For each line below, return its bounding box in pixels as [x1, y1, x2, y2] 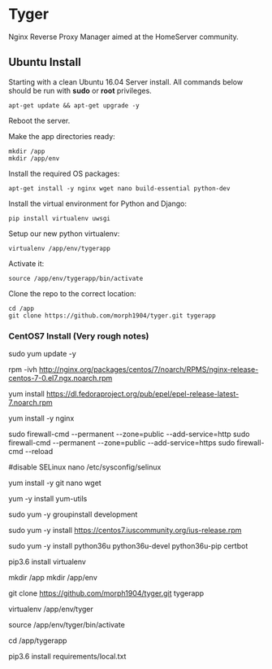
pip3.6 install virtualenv [8, 557, 87, 566]
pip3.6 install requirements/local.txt [8, 652, 127, 662]
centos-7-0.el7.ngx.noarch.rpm [8, 374, 113, 383]
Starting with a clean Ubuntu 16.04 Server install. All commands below [8, 77, 244, 86]
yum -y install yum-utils [8, 494, 88, 504]
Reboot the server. [8, 116, 71, 125]
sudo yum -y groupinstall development [8, 509, 138, 519]
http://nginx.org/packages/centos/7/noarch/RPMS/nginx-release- [39, 365, 259, 374]
